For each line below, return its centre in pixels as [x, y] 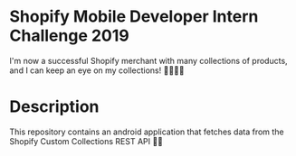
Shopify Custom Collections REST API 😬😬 [86, 141]
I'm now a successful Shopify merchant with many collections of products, [148, 60]
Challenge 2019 [69, 36]
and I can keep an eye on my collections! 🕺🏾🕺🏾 [97, 70]
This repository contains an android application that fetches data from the [147, 132]
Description [54, 107]
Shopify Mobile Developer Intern [134, 17]
